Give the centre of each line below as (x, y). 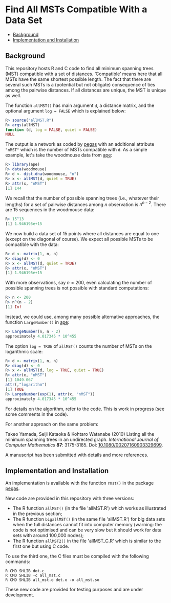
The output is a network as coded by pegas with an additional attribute (80, 144)
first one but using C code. (41, 546)
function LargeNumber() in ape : (37, 322)
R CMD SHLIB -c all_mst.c (33, 576)
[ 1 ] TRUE (15, 389)
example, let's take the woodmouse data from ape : (59, 155)
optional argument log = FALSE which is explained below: (66, 110)
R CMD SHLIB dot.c (25, 571)
